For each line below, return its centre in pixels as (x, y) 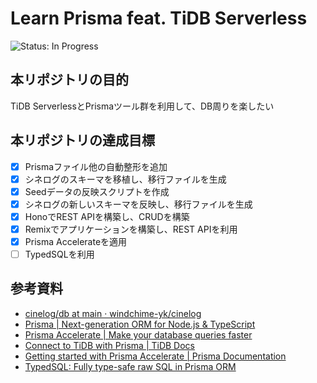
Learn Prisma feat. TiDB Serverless (159, 18)
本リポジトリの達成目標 (82, 140)
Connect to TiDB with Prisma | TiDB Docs (109, 345)
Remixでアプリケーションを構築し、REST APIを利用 (131, 229)
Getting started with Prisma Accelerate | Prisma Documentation (155, 356)
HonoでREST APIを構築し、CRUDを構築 (107, 216)
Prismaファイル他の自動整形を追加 (96, 166)
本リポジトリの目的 (69, 80)
